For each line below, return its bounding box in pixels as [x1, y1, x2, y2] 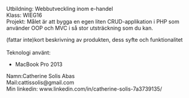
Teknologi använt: [6, 49, 51, 56]
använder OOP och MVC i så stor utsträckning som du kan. [6, 24, 153, 31]
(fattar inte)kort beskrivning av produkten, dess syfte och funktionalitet [6, 36, 183, 43]
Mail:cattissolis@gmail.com [6, 79, 75, 86]
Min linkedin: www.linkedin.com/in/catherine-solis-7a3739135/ [6, 85, 162, 93]
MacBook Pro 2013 [15, 60, 62, 68]
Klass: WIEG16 [6, 11, 42, 19]
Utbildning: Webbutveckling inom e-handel [6, 5, 113, 12]
